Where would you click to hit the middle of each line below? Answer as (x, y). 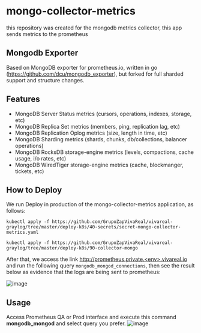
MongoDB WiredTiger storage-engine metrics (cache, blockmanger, (99, 165)
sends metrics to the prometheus (47, 34)
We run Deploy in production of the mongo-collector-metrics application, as (100, 204)
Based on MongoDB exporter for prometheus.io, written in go (82, 67)
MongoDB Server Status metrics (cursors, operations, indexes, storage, (103, 114)
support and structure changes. (45, 80)
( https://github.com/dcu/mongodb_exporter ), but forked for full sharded (95, 74)
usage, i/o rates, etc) (40, 158)
